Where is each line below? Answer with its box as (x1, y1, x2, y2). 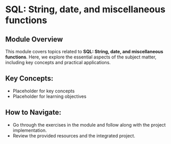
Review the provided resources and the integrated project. (12, 132, 135, 139)
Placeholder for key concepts (12, 88, 75, 94)
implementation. (12, 127, 47, 133)
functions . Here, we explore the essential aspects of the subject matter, (5, 54, 157, 60)
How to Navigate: (5, 108, 62, 117)
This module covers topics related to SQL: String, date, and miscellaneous (5, 49, 163, 54)
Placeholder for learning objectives (12, 93, 87, 99)
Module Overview (5, 35, 63, 44)
